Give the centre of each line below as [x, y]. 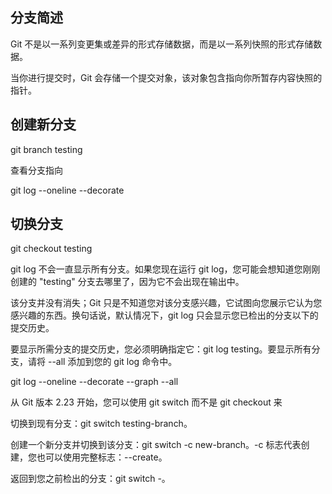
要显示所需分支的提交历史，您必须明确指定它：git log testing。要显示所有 [161, 349]
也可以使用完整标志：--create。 [102, 457]
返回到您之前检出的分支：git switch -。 [90, 479]
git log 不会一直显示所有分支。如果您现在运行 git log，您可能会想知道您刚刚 [165, 269]
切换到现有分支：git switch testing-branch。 [101, 424]
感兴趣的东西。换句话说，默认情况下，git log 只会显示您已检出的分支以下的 [164, 315]
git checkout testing [51, 249]
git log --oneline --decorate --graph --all [94, 382]
